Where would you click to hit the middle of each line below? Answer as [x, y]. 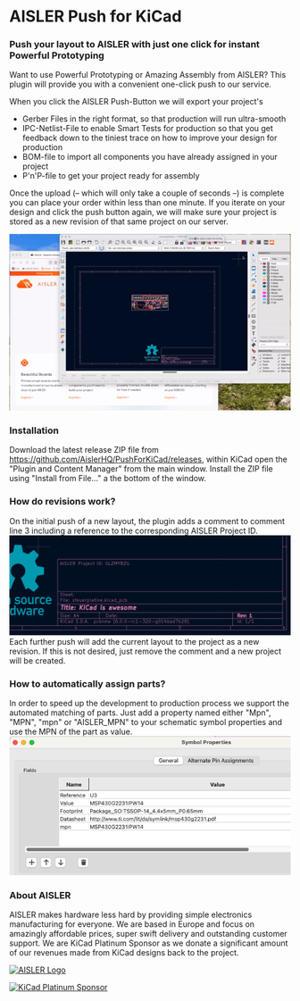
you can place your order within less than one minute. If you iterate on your [147, 203]
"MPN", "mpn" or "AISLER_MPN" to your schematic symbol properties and [146, 722]
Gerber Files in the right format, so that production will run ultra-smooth [154, 119]
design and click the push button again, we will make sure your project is [143, 213]
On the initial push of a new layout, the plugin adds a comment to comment [147, 521]
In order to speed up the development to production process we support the [150, 704]
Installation [34, 430]
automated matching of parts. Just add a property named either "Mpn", [140, 713]
